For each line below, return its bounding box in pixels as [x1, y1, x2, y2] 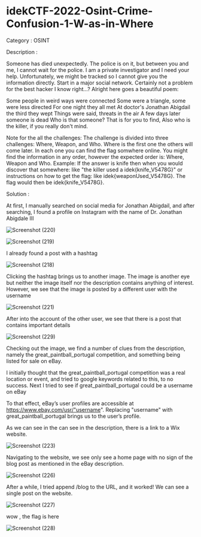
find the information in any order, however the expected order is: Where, [6, 153, 184, 160]
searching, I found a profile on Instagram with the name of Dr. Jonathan [6, 208, 182, 215]
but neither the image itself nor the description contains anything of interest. [6, 279, 194, 286]
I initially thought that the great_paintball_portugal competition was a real [6, 369, 185, 376]
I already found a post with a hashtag [6, 249, 98, 257]
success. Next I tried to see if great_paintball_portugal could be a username [6, 382, 193, 389]
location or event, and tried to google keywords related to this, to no [6, 375, 173, 382]
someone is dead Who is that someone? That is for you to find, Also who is [6, 116, 191, 123]
